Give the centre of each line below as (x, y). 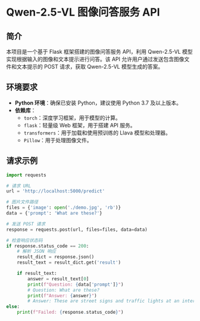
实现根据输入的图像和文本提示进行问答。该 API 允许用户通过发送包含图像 (95, 59)
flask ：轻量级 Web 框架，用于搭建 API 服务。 (79, 125)
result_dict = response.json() (56, 257)
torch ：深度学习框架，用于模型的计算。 (72, 118)
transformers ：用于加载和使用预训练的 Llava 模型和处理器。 (97, 133)
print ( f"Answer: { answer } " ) (62, 296)
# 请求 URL (19, 186)
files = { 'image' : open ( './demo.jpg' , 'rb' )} (63, 208)
